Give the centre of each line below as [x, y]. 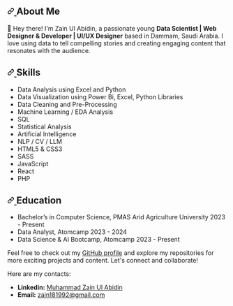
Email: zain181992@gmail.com [61, 295]
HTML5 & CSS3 [40, 149]
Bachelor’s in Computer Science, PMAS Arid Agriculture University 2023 [121, 217]
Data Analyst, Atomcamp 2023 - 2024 [72, 232]
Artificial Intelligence [47, 134]
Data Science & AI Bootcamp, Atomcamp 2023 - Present [98, 240]
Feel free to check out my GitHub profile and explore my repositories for [111, 253]
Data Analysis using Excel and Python [72, 89]
